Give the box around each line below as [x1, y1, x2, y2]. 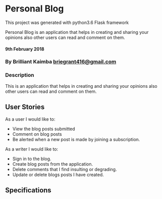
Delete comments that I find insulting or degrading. [12, 166, 117, 172]
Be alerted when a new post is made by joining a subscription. [12, 136, 141, 142]
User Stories [5, 103, 45, 111]
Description [5, 72, 34, 79]
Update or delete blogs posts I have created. [12, 172, 104, 178]
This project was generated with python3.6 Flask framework [5, 19, 129, 25]
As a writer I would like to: [5, 146, 58, 152]
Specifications [5, 186, 51, 195]
